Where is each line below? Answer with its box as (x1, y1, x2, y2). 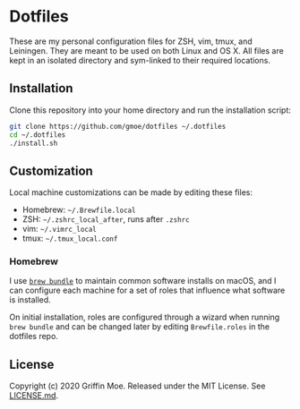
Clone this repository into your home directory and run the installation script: (9, 105, 291, 115)
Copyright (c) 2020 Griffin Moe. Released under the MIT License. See (9, 380, 266, 391)
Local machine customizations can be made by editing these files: (9, 187, 253, 198)
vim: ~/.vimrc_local (21, 224, 97, 234)
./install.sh (9, 139, 58, 148)
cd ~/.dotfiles (9, 130, 66, 140)
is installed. (9, 294, 51, 305)
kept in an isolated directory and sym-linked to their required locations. (9, 55, 271, 65)
